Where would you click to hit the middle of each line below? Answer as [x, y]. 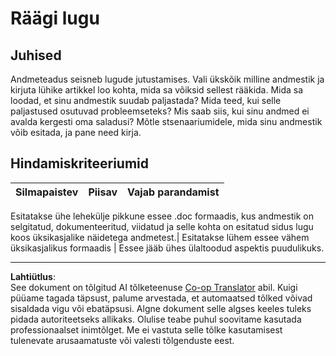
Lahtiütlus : [33, 276]
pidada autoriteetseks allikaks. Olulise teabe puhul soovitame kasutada [156, 319]
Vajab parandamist [173, 192]
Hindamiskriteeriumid [80, 163]
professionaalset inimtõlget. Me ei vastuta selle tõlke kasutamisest [146, 329]
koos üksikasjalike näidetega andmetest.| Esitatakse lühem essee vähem [160, 237]
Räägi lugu [55, 18]
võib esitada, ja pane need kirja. [76, 132]
